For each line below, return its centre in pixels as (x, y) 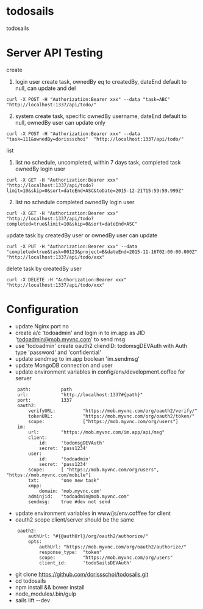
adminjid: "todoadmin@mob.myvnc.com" (79, 496)
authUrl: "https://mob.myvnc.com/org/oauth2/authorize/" (113, 547)
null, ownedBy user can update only (60, 122)
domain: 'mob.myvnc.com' (70, 491)
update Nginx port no (42, 326)
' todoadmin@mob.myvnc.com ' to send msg (70, 339)
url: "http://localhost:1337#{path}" (80, 395)
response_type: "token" (70, 552)
